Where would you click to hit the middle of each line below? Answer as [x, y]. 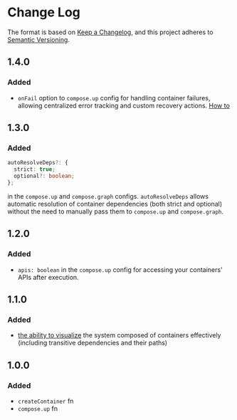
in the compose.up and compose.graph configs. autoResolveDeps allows [108, 196]
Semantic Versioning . [38, 39]
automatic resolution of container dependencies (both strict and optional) [115, 204]
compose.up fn [38, 408]
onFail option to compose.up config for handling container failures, [114, 98]
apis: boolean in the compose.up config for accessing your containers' [120, 269]
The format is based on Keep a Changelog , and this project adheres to [110, 32]
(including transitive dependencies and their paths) [93, 343]
